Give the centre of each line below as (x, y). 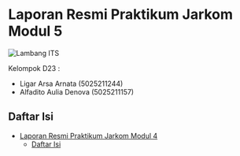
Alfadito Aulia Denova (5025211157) (77, 91)
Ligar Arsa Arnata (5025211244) (71, 84)
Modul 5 (35, 31)
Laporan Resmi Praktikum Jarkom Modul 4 (89, 136)
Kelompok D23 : (34, 68)
